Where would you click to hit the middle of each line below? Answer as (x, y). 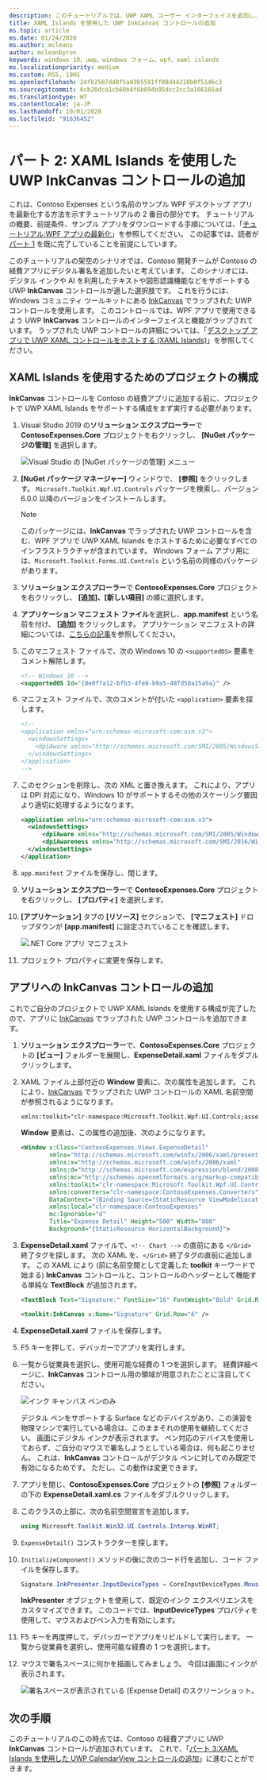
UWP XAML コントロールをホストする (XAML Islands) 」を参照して (140, 340)
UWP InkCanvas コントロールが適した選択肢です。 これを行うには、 (121, 290)
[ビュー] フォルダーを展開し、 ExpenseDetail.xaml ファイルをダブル (147, 1055)
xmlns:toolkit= (74, 1184)
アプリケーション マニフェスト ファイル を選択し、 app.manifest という (136, 614)
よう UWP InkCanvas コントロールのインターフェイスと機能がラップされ (128, 320)
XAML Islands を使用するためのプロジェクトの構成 (134, 378)
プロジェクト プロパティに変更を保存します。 (94, 960)
